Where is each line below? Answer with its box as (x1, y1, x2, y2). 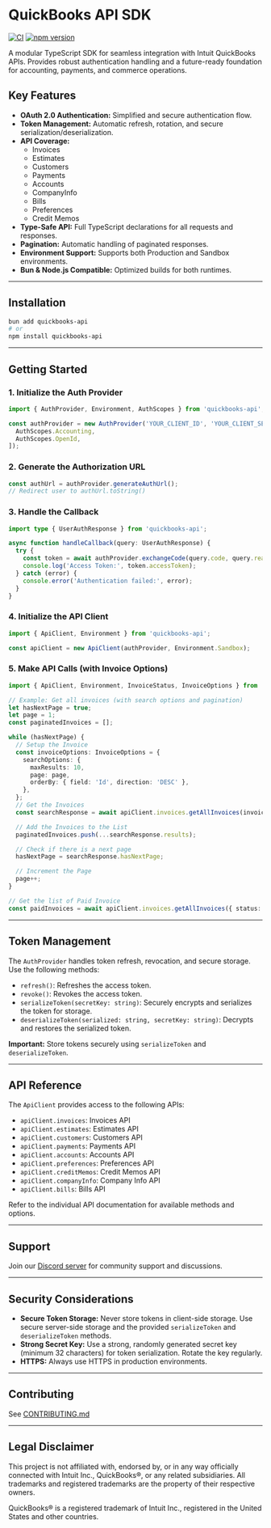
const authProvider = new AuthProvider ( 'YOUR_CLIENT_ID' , (8, 419, 207, 428)
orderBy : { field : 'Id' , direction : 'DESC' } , (29, 778, 190, 786)
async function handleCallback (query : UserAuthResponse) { (8, 540, 211, 548)
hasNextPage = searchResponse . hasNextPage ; (15, 853, 164, 861)
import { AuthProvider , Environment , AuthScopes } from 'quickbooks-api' (8, 404, 262, 413)
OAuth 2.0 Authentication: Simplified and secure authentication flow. (19, 110, 252, 120)
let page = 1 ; (8, 711, 56, 719)
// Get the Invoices (15, 801, 85, 810)
